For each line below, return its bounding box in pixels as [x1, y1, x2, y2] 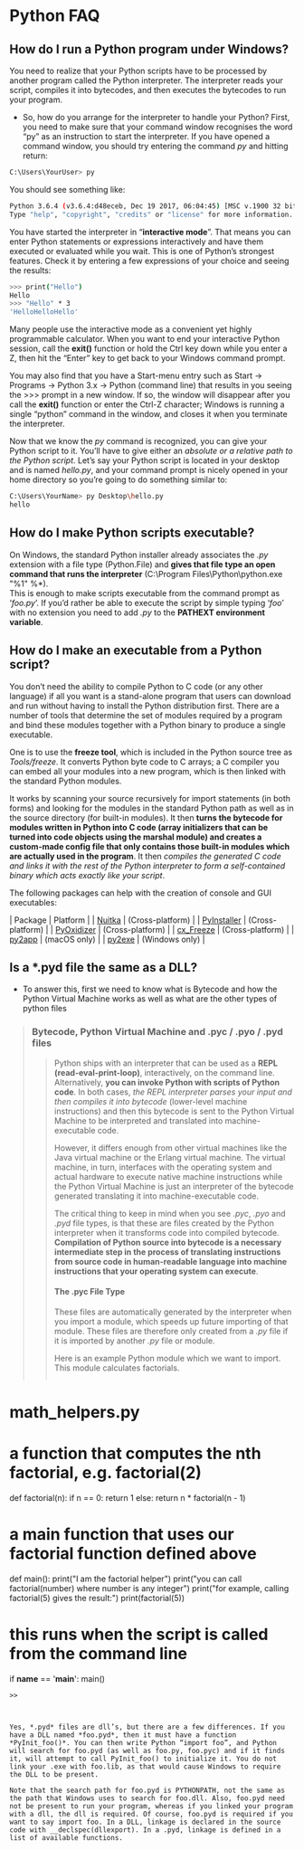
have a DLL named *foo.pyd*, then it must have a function [9, 1730, 237, 1740]
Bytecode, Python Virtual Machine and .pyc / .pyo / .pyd [31, 1026, 283, 1039]
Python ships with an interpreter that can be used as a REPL [53, 1058, 279, 1068]
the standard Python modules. [9, 775, 122, 786]
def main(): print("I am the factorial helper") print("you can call [9, 1573, 242, 1584]
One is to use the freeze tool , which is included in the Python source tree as [9, 746, 292, 757]
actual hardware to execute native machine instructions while [53, 1171, 283, 1181]
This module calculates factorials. [53, 1362, 180, 1373]
